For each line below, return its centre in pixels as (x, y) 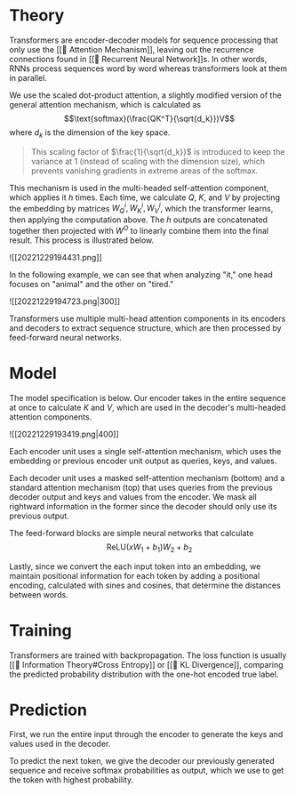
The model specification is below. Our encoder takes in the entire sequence (148, 397)
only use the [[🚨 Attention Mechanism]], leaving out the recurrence (132, 49)
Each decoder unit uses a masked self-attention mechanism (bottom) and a (147, 477)
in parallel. (28, 77)
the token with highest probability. (72, 780)
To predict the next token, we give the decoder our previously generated (142, 761)
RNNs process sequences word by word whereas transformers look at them (148, 68)
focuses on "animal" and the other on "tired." (92, 284)
